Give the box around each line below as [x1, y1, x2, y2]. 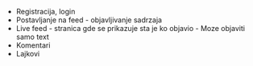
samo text [15, 32, 50, 41]
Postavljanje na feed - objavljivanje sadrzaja [15, 15, 163, 25]
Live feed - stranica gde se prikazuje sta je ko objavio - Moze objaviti [15, 24, 246, 33]
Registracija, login [15, 7, 76, 16]
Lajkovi [15, 49, 40, 58]
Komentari [15, 41, 51, 50]
